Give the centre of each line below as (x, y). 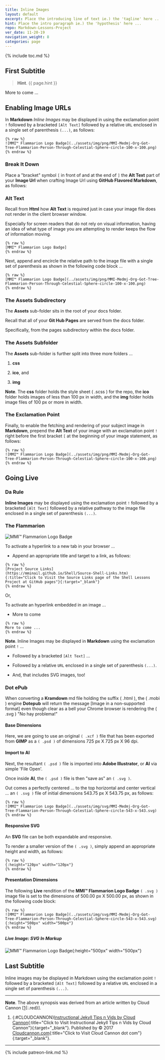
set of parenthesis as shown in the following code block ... (64, 266)
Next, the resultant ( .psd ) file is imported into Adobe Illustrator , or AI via (81, 763)
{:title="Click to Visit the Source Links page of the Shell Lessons (78, 577)
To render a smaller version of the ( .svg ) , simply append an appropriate (80, 846)
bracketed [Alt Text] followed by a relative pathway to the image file (75, 508)
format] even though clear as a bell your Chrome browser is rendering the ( (81, 709)
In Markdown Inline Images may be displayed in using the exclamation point (82, 120)
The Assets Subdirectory (36, 300)
